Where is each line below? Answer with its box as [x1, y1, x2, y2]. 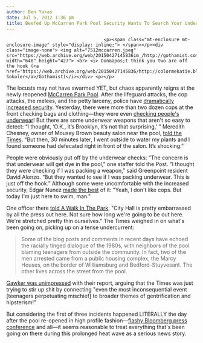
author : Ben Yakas [6, 8, 53, 15]
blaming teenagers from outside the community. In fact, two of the [21, 248, 186, 256]
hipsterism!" [6, 299, 37, 306]
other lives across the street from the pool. [21, 268, 127, 275]
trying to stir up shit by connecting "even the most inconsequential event [6, 286, 187, 293]
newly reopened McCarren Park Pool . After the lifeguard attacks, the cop [6, 91, 188, 98]
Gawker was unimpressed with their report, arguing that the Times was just [6, 279, 193, 287]
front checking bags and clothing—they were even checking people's [6, 110, 179, 118]
